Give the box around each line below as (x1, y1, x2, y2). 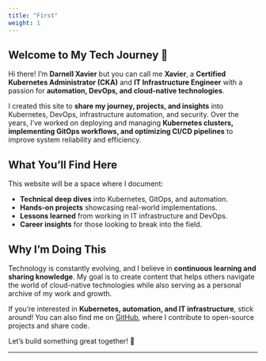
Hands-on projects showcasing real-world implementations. (19, 203, 218, 212)
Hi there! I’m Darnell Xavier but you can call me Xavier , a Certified (8, 69, 226, 79)
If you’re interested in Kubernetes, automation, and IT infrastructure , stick (8, 304, 254, 313)
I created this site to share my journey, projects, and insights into (8, 101, 224, 111)
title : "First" (8, 11, 59, 20)
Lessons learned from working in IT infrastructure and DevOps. (19, 211, 228, 221)
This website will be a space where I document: (8, 179, 164, 188)
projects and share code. (8, 321, 89, 330)
